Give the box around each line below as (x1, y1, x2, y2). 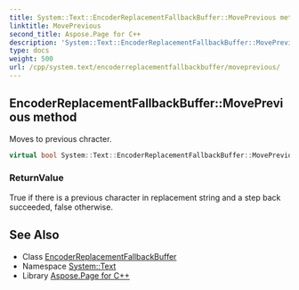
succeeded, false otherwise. (9, 202, 114, 212)
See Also (9, 228, 60, 243)
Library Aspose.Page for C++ (21, 269, 131, 281)
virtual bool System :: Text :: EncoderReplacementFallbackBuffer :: (9, 151, 253, 160)
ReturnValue (9, 171, 64, 184)
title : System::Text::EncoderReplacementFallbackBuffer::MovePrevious (9, 12, 277, 22)
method (32, 110, 77, 125)
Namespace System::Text (21, 261, 117, 271)
